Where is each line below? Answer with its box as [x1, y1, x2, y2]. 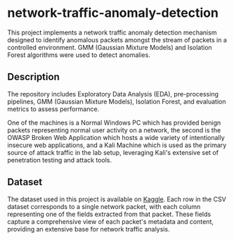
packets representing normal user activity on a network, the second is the [7, 125, 221, 134]
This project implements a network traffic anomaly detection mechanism [7, 28, 217, 37]
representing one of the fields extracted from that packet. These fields [7, 210, 212, 218]
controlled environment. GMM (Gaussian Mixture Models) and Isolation [7, 43, 212, 51]
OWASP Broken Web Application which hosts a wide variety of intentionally [7, 133, 225, 141]
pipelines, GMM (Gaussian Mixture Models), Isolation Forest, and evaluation [7, 97, 226, 106]
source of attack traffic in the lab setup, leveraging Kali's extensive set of [7, 148, 219, 156]
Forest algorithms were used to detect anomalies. [7, 51, 151, 59]
